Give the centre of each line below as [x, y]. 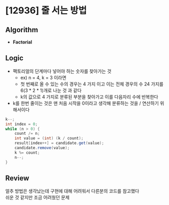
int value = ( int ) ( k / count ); [49, 138]
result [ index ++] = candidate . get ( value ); [59, 143]
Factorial [22, 42]
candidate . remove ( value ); [42, 148]
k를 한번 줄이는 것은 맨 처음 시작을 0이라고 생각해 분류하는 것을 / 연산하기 [86, 103]
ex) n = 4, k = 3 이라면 [43, 77]
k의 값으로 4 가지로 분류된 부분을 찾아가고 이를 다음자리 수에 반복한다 [89, 97]
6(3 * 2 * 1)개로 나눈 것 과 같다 [51, 90]
